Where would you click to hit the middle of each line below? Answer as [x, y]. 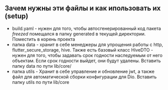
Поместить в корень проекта [43, 39]
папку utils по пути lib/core [41, 82]
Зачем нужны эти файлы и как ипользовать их [83, 8]
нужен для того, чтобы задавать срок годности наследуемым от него [87, 55]
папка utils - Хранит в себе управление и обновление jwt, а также [83, 71]
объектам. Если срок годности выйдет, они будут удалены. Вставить [86, 61]
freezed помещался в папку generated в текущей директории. [79, 34]
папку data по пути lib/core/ [42, 66]
